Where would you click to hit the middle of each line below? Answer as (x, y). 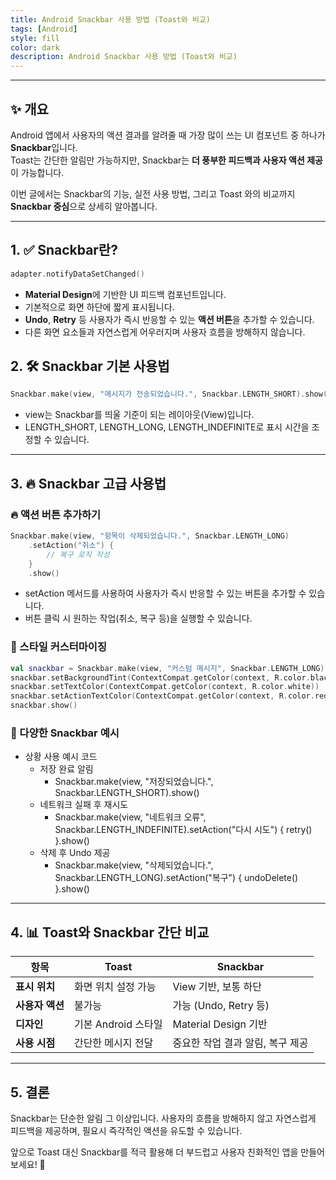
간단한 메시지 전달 (113, 1043)
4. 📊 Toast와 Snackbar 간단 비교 (110, 932)
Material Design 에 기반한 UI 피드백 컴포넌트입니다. (125, 294)
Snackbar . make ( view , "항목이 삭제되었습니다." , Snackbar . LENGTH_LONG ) (150, 536)
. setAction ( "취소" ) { (71, 545)
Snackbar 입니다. (44, 147)
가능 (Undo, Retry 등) (221, 1006)
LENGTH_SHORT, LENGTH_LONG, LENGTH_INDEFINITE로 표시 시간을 (167, 427)
